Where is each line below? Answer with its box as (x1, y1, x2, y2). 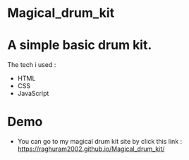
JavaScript (17, 90, 49, 98)
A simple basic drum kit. (7, 37, 152, 54)
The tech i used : (7, 61, 56, 69)
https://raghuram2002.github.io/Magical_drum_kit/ (17, 144, 165, 153)
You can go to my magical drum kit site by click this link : (17, 137, 183, 146)
